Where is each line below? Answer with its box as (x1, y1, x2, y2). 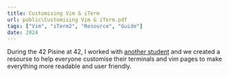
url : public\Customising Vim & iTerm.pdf (7, 16, 128, 23)
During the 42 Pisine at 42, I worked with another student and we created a (7, 48, 220, 56)
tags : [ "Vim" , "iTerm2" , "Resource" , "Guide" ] (7, 22, 143, 29)
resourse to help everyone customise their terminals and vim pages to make (7, 55, 222, 63)
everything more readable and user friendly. (7, 62, 132, 70)
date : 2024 (7, 29, 39, 36)
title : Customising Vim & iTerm (7, 10, 100, 17)
